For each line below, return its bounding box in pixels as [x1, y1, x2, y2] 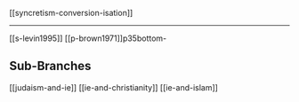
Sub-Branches [9, 59, 92, 74]
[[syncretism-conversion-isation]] [9, 8, 133, 18]
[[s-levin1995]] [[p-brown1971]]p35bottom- [9, 33, 167, 43]
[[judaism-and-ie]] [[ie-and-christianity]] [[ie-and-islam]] [9, 82, 218, 92]
